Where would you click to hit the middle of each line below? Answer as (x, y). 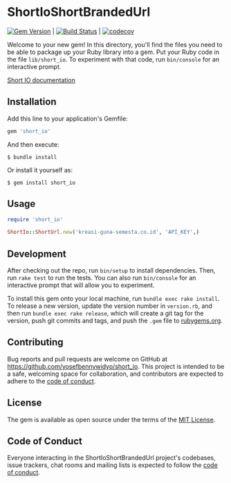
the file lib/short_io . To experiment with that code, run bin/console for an (113, 59)
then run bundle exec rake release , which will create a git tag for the (105, 313)
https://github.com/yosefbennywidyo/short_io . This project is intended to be (116, 366)
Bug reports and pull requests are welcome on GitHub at (87, 359)
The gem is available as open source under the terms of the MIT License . (111, 419)
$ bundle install (32, 157)
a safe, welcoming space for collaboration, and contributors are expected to (115, 374)
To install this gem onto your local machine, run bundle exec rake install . (113, 299)
